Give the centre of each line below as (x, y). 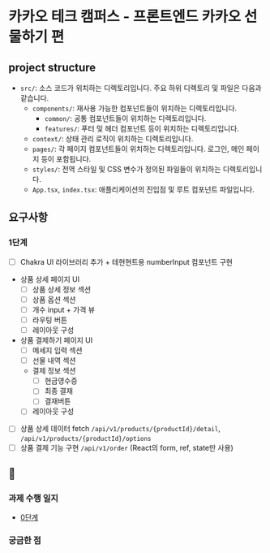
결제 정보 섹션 (54, 371)
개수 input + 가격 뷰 (64, 309)
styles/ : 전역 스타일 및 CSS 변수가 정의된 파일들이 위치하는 (126, 169)
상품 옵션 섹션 (54, 299)
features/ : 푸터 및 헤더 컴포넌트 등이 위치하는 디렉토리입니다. (141, 128)
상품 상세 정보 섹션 (62, 289)
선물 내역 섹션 (54, 361)
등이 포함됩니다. (66, 159)
